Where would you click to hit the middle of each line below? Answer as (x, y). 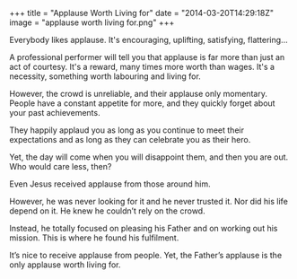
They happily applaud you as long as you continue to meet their (127, 130)
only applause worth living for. (65, 265)
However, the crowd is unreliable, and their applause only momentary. (138, 94)
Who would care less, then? (61, 166)
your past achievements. (55, 113)
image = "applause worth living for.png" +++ (92, 22)
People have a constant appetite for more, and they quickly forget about (142, 103)
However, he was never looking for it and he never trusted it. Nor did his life (149, 201)
